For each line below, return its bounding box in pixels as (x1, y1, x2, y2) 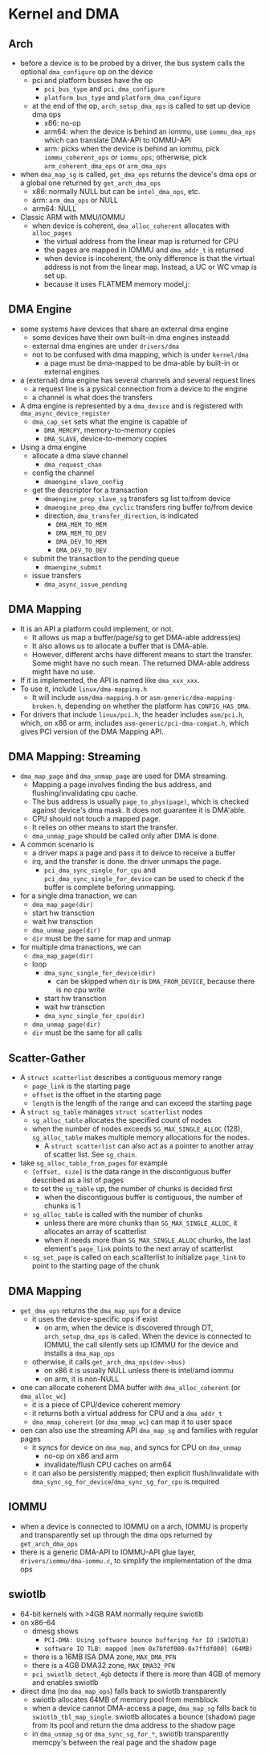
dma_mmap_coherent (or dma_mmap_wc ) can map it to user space (31, 1417, 233, 1426)
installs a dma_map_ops (43, 1348, 115, 1358)
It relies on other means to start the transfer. (31, 822, 178, 832)
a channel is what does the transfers (31, 392, 153, 402)
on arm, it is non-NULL (43, 1374, 120, 1384)
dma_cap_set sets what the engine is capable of (31, 416, 188, 426)
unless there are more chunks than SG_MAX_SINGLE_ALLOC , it (43, 1218, 238, 1228)
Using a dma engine (19, 442, 87, 452)
